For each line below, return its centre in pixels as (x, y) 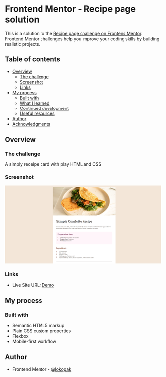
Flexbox (20, 336)
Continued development (44, 108)
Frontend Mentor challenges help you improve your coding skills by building (82, 39)
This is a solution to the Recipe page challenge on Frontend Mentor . (74, 33)
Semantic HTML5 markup (38, 325)
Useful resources (37, 113)
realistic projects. (23, 44)
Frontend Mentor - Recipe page (70, 9)
